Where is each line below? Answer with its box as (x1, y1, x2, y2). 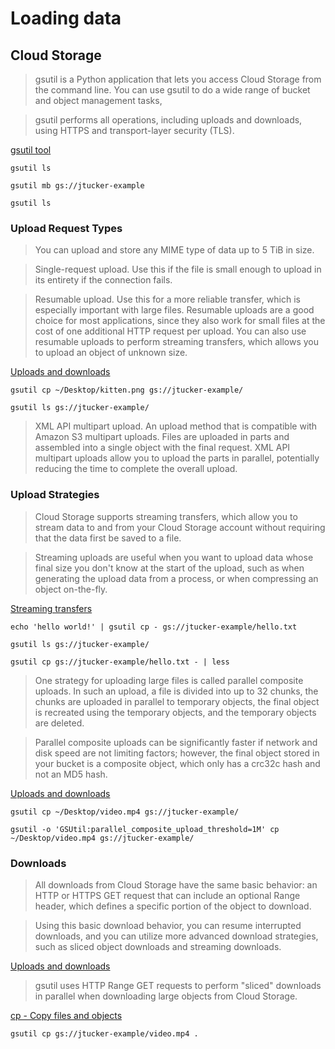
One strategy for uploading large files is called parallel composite (34, 674, 304, 686)
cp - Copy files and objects (10, 1009, 123, 1021)
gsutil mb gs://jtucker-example (10, 181, 145, 191)
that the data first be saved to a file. (34, 532, 182, 544)
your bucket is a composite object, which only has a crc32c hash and (34, 757, 321, 769)
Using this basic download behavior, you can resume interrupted (34, 919, 302, 931)
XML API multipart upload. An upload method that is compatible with (34, 420, 318, 432)
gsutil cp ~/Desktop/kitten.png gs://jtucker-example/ (10, 385, 244, 396)
